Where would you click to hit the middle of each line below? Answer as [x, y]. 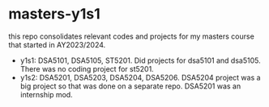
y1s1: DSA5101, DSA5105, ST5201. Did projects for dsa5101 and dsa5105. [140, 60]
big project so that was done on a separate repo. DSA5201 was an [130, 86]
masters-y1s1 [55, 14]
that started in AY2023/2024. [57, 44]
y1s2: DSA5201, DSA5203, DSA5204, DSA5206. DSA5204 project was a [140, 77]
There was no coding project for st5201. [87, 68]
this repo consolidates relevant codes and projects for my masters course [132, 36]
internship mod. [46, 94]
